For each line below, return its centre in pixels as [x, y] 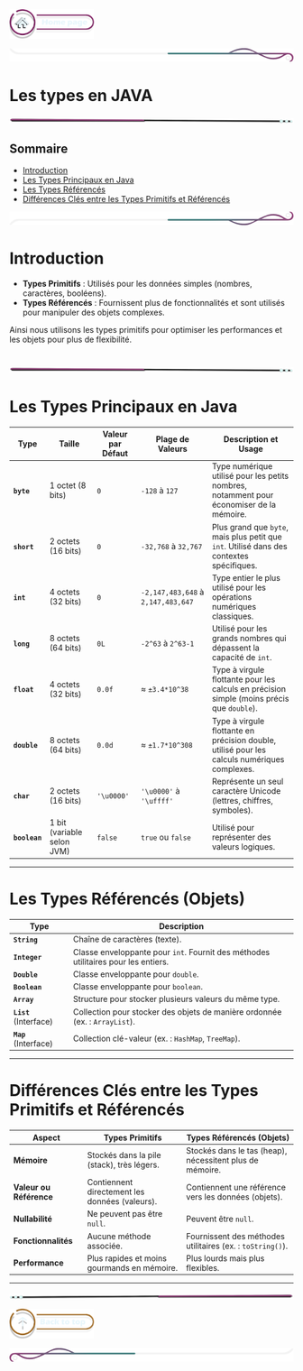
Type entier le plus [246, 577]
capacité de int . [242, 658]
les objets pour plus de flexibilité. [71, 340]
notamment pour [243, 495]
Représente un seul [248, 781]
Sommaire [39, 148]
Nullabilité [32, 1219]
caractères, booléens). [64, 293]
